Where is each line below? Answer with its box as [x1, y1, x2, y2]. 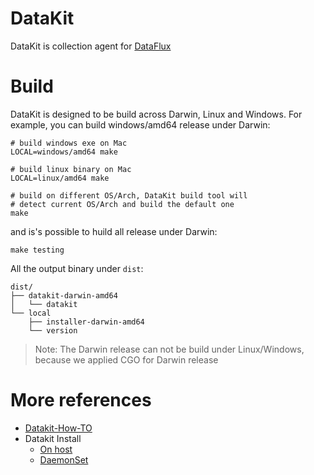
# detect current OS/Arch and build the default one [10, 199, 235, 209]
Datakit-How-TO [24, 422, 93, 434]
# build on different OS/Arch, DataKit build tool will [10, 190, 248, 201]
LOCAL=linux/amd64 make [10, 173, 110, 183]
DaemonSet [39, 453, 89, 466]
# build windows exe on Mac [10, 138, 128, 148]
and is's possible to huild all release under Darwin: [10, 225, 218, 237]
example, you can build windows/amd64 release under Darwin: [10, 118, 271, 131]
